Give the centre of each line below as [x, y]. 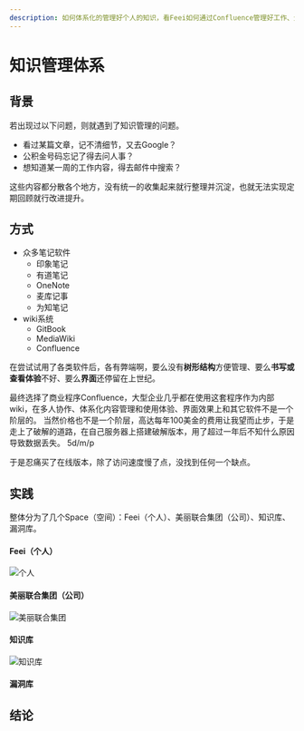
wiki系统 [38, 319]
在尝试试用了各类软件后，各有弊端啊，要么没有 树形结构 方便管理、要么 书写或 [152, 367]
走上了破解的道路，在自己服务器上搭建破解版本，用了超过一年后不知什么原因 [152, 432]
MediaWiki [55, 339]
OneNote [53, 286]
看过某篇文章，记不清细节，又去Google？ [100, 144]
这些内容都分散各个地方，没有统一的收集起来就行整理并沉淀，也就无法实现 [148, 186]
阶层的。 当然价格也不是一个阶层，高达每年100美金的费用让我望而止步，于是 [152, 420]
